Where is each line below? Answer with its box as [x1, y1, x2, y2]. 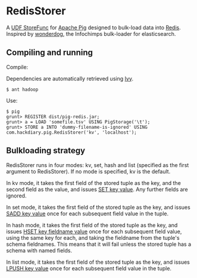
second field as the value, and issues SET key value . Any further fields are [6, 186, 189, 193]
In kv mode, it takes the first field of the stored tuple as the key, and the [6, 179, 182, 186]
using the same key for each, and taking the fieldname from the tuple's [6, 234, 180, 241]
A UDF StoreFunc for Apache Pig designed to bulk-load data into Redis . [6, 24, 182, 31]
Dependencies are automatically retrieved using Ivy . [6, 75, 134, 82]
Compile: [6, 63, 29, 70]
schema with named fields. [6, 246, 73, 254]
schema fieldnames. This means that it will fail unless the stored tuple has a [6, 240, 192, 248]
